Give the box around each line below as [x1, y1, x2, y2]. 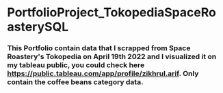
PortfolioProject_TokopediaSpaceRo [7, 5, 217, 20]
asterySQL [7, 19, 69, 35]
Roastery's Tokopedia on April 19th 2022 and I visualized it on [7, 52, 217, 62]
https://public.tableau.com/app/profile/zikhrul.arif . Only [7, 69, 199, 79]
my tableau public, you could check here [7, 60, 145, 70]
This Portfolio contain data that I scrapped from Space [7, 43, 191, 53]
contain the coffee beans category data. [7, 77, 144, 87]
